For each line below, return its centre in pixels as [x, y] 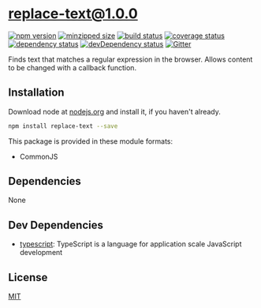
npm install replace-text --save [63, 126]
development [41, 253]
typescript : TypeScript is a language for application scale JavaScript [130, 244]
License [28, 277]
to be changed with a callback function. [72, 67]
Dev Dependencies [56, 225]
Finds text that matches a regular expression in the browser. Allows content [130, 59]
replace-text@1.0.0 [73, 14]
